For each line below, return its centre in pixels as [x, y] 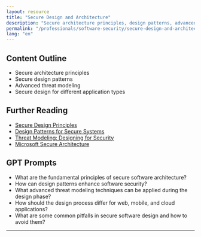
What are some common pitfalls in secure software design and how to [101, 215]
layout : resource [28, 12]
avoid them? [30, 221]
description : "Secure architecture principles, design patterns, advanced [101, 23]
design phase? [33, 196]
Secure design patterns [44, 79]
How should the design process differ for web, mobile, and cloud [95, 203]
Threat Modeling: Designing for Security [64, 138]
